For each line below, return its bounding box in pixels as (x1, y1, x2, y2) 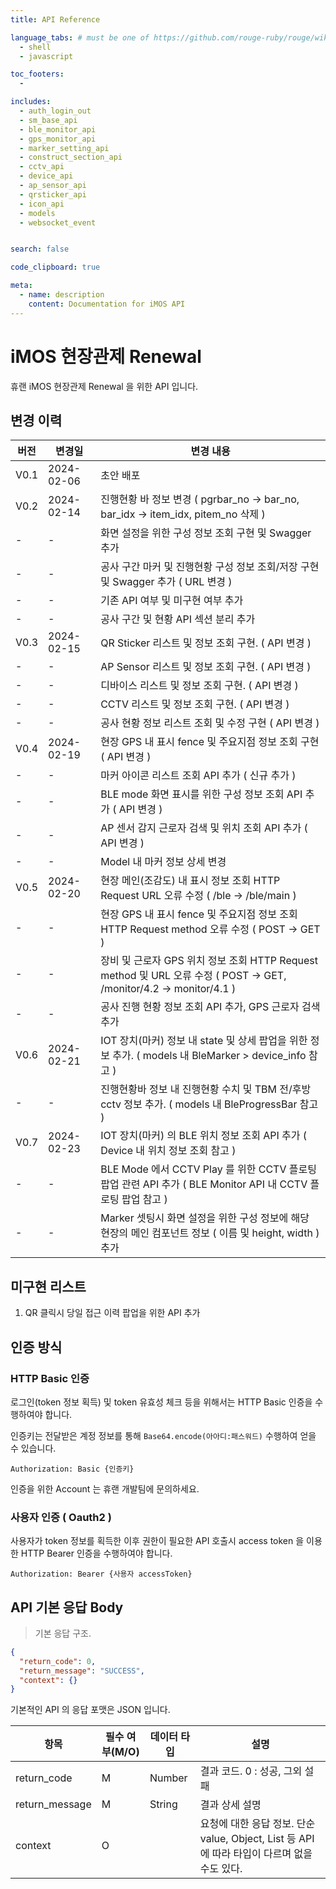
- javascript (19, 51, 74, 61)
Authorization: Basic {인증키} (10, 1464, 135, 1474)
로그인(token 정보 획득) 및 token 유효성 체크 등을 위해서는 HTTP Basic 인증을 (10, 1396, 313, 1408)
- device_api (19, 171, 74, 181)
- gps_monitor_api (19, 134, 97, 144)
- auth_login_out (19, 106, 92, 116)
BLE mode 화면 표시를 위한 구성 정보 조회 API (100, 787, 303, 801)
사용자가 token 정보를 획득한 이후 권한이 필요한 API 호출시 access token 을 (10, 1535, 305, 1547)
